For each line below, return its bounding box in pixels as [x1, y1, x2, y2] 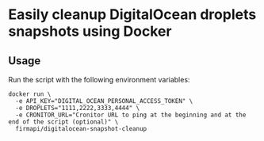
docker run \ [8, 90, 52, 98]
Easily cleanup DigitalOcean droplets [8, 6, 257, 24]
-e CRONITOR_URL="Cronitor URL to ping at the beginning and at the [15, 111, 247, 119]
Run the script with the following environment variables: [8, 75, 190, 84]
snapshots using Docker [8, 22, 172, 40]
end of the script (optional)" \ [8, 118, 119, 126]
